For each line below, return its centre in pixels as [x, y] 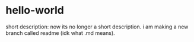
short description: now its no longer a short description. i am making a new [97, 27]
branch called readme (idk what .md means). [60, 33]
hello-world [35, 10]
